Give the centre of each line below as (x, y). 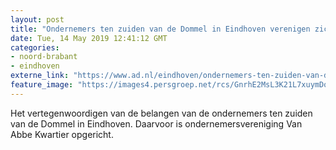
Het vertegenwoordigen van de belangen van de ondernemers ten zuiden (161, 113)
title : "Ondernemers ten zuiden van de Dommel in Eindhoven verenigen (160, 29)
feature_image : (42, 85)
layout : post (37, 19)
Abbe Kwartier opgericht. (62, 134)
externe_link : (40, 76)
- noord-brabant (44, 57)
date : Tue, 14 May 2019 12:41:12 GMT (89, 38)
